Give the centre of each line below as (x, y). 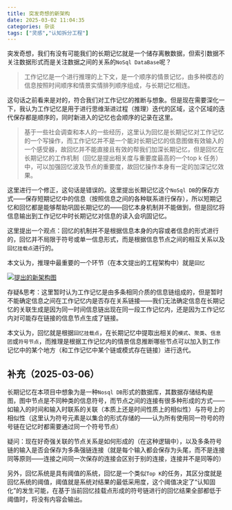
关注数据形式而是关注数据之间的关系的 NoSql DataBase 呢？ (89, 62)
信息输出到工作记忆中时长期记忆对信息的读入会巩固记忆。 (89, 216)
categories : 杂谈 (31, 26)
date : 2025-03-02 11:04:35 (46, 20)
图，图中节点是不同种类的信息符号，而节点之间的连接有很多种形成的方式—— (116, 401)
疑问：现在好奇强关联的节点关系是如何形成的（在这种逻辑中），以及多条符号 (115, 441)
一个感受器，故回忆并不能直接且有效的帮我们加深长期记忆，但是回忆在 (124, 149)
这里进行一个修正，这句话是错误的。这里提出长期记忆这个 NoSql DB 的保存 (110, 190)
